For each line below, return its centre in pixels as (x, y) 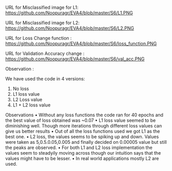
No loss (21, 89)
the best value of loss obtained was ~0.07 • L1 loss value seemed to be (81, 120)
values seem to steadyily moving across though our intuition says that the (83, 153)
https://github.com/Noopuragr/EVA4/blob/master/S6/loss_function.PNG (81, 44)
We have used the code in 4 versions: (45, 79)
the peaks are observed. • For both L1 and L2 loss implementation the (79, 147)
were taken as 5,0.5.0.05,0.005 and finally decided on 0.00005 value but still (86, 142)
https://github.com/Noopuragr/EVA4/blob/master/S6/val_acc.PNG (75, 59)
